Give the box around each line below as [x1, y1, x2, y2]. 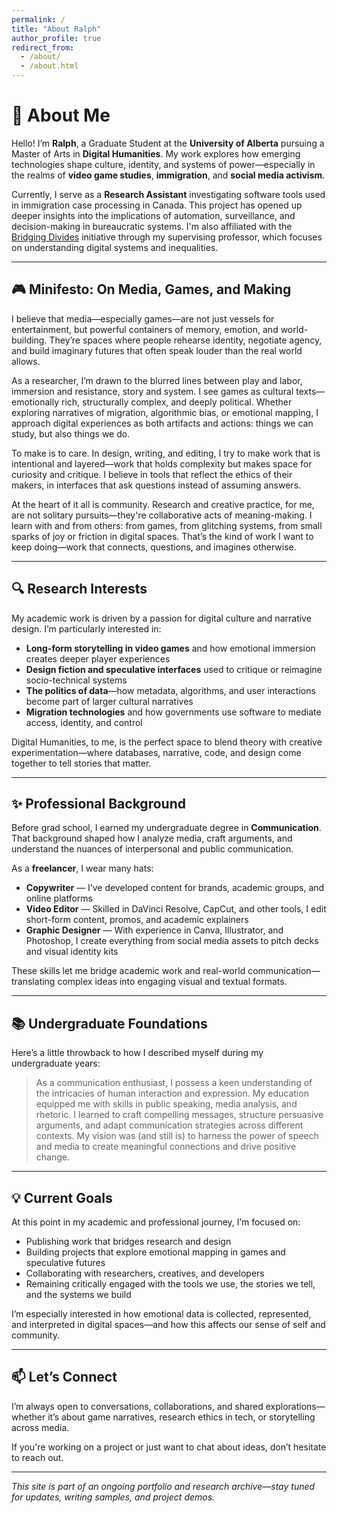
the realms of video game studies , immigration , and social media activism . [11, 169, 326, 181]
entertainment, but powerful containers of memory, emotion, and [11, 323, 279, 335]
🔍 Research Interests [11, 581, 148, 598]
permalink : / [11, 14, 66, 25]
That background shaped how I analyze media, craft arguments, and [11, 832, 293, 845]
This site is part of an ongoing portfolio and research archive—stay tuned [11, 1480, 316, 1492]
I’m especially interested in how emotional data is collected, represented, [11, 1308, 312, 1320]
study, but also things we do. [11, 427, 131, 440]
